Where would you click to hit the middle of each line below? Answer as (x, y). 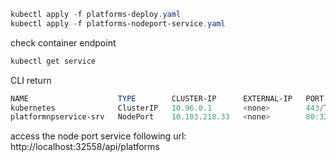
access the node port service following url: (98, 136)
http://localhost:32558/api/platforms (85, 147)
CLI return (31, 80)
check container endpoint (63, 42)
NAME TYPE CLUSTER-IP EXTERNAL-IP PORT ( (169, 98)
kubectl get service (53, 61)
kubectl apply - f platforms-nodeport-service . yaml (118, 23)
